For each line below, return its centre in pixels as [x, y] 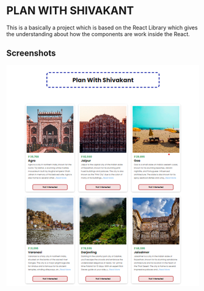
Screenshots [31, 53]
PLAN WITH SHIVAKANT [70, 11]
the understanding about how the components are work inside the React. [98, 34]
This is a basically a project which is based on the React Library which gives [102, 28]
